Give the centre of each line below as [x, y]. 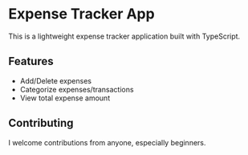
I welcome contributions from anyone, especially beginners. [107, 142]
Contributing [41, 123]
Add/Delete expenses [56, 80]
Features [31, 61]
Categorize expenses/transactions [77, 89]
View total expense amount [65, 98]
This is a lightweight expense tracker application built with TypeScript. [124, 36]
